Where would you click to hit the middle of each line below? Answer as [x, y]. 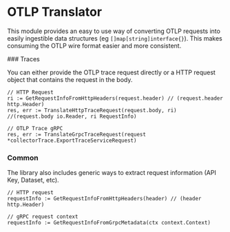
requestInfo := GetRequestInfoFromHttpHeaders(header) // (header [104, 199]
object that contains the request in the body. [70, 79]
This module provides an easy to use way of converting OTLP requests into [114, 31]
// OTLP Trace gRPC [35, 128]
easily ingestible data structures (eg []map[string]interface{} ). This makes [115, 38]
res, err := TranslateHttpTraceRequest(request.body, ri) [92, 110]
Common [23, 158]
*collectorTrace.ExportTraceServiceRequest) [72, 140]
